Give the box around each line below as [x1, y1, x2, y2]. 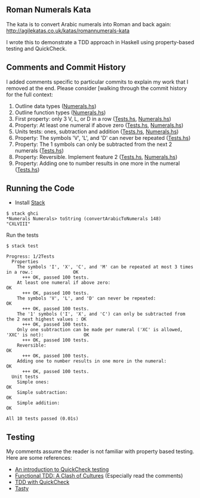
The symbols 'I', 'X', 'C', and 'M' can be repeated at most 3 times [17, 264, 194, 270]
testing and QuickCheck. [6, 45, 67, 52]
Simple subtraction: [17, 390, 68, 396]
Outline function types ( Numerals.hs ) [14, 109, 106, 116]
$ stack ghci [6, 210, 39, 217]
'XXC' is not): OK [6, 332, 90, 338]
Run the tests [6, 231, 39, 239]
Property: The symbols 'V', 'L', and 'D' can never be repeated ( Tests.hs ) [14, 134, 191, 141]
